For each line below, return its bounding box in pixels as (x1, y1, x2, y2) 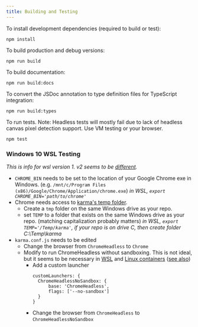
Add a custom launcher (32, 261, 90, 268)
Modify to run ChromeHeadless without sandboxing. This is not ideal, (23, 249, 192, 256)
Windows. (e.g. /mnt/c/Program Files (14, 181, 106, 188)
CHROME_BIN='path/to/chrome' (14, 193, 87, 199)
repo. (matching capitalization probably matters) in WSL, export (23, 217, 178, 225)
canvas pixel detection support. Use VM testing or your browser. (6, 125, 164, 132)
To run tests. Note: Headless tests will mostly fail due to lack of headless (6, 118, 183, 125)
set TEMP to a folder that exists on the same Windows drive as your (23, 211, 185, 218)
